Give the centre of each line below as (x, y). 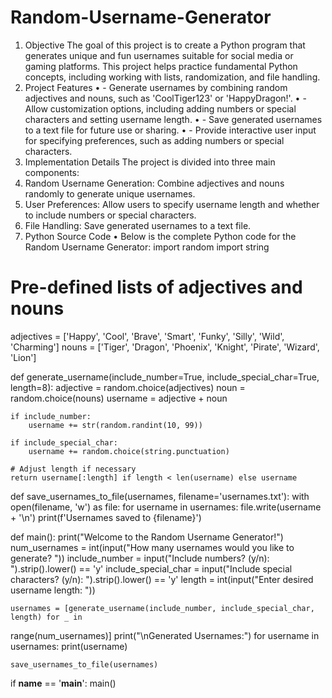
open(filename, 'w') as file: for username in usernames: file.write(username (166, 507)
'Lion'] (23, 357)
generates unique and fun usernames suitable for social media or (159, 55)
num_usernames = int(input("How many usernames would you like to (152, 547)
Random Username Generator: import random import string (147, 247)
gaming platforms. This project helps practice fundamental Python (161, 66)
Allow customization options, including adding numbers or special (160, 108)
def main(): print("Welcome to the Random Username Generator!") (147, 537)
